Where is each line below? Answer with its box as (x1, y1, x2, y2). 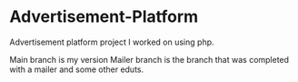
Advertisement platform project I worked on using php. (9, 36, 215, 47)
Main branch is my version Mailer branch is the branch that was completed (9, 54, 289, 65)
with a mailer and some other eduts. (9, 64, 144, 75)
